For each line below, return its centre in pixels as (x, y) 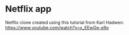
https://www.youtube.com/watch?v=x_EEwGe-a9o (57, 27)
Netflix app (28, 9)
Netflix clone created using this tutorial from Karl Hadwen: (65, 22)
